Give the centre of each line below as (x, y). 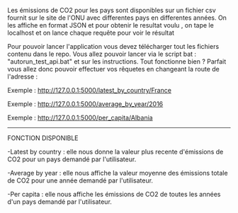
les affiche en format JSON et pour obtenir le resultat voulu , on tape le (110, 25)
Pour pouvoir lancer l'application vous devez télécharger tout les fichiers (113, 46)
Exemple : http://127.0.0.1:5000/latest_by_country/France (90, 90)
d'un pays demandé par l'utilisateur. (59, 202)
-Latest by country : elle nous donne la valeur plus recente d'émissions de (115, 152)
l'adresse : (23, 76)
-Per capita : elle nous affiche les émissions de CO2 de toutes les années (114, 194)
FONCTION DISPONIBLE (43, 138)
